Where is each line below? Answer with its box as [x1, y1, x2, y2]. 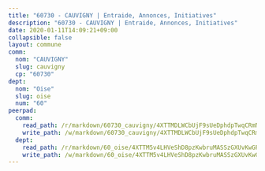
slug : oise [15, 92, 51, 100]
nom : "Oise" [15, 84, 55, 93]
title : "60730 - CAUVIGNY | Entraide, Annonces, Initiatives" [8, 11, 217, 20]
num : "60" [15, 99, 47, 107]
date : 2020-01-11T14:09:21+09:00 [8, 26, 118, 34]
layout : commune [8, 41, 62, 49]
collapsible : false [8, 33, 73, 42]
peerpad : [8, 107, 37, 115]
